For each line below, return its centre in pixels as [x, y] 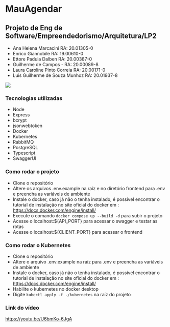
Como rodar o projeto [32, 172]
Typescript [24, 153]
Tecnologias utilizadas [34, 98]
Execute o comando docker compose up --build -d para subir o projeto [88, 215]
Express [21, 115]
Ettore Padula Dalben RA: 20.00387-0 [52, 59]
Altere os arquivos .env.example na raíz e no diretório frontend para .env [89, 188]
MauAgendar [34, 9]
